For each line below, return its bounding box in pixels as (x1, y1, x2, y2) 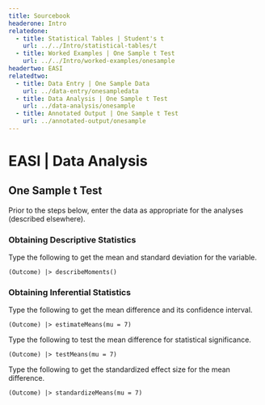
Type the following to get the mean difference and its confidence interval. (8, 305, 253, 315)
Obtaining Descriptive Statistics (8, 234, 137, 245)
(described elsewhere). (8, 213, 86, 223)
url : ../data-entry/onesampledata (23, 86, 139, 95)
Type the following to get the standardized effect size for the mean (8, 365, 230, 374)
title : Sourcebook (8, 11, 70, 20)
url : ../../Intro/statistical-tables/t (23, 42, 158, 50)
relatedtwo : (8, 72, 48, 80)
